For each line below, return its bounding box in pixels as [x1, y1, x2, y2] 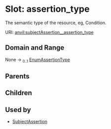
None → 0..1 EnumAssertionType [5, 57, 70, 64]
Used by [5, 105, 31, 114]
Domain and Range [5, 43, 65, 52]
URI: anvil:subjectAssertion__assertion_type [5, 29, 94, 35]
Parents [5, 72, 30, 80]
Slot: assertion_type [5, 3, 90, 15]
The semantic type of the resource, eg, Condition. [5, 20, 107, 26]
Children [5, 89, 32, 97]
